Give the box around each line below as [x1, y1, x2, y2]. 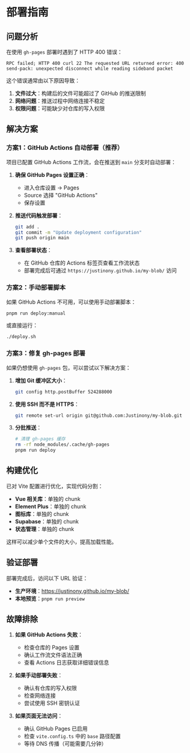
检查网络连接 [23, 692, 56, 699]
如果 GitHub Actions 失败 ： [14, 631, 83, 638]
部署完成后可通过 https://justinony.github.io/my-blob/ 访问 [23, 267, 177, 274]
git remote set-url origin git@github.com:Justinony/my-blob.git [14, 413, 182, 419]
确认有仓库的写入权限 [23, 684, 77, 692]
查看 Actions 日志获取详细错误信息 [23, 659, 109, 666]
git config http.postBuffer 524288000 [14, 389, 112, 395]
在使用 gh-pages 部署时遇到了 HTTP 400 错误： [6, 49, 123, 55]
